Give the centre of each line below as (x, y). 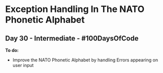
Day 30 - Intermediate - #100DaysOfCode (72, 38)
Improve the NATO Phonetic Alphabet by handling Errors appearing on (85, 60)
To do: (12, 50)
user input (23, 65)
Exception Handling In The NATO (75, 9)
